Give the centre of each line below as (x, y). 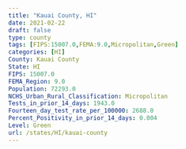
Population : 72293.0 (42, 89)
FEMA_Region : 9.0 (37, 81)
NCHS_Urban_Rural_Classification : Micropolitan (88, 96)
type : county (30, 37)
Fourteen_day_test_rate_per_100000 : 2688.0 (81, 111)
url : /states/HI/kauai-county (58, 132)
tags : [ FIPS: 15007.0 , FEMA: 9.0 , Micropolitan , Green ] (93, 45)
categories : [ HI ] (37, 52)
